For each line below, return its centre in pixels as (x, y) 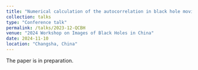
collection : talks (29, 17)
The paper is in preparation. (40, 60)
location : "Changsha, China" (42, 44)
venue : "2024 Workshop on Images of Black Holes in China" (80, 33)
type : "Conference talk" (37, 22)
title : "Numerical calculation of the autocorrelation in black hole (93, 11)
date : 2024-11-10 (27, 38)
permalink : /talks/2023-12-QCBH (46, 28)
